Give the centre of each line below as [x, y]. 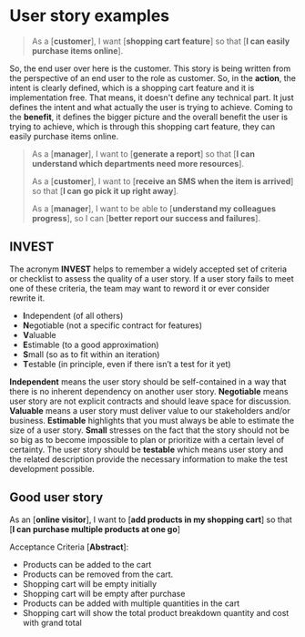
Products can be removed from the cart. [98, 574]
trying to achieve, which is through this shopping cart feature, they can [142, 126]
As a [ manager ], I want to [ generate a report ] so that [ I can [143, 154]
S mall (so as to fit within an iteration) [91, 354]
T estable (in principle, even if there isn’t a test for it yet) [127, 364]
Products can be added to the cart [87, 564]
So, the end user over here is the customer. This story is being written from [150, 68]
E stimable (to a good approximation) [91, 344]
